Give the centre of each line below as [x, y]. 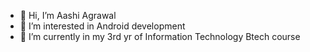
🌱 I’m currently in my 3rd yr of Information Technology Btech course [160, 36]
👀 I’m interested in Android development [102, 26]
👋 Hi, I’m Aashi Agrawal [68, 15]
